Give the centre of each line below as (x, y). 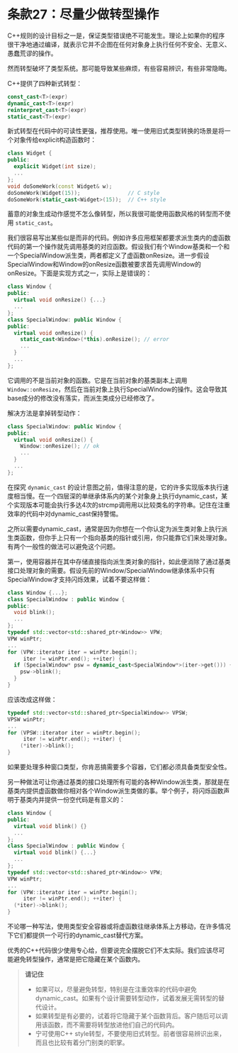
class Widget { (30, 153)
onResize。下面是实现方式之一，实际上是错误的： (80, 273)
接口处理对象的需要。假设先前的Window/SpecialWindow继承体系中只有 (111, 570)
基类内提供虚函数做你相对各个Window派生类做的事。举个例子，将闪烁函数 (115, 791)
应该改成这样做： (32, 699)
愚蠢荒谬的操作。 (32, 53)
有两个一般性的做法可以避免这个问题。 (63, 546)
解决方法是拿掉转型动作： (45, 413)
